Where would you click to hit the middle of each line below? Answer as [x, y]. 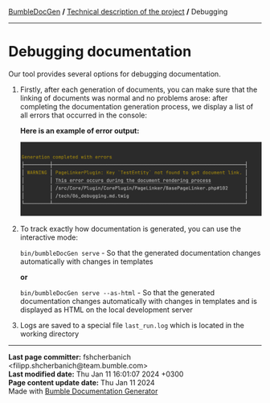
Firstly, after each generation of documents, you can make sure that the [139, 89]
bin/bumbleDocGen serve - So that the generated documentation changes [140, 253]
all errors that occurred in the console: [83, 115]
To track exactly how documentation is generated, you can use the [130, 228]
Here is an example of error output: [80, 130]
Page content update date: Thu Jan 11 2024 [82, 382]
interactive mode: [49, 237]
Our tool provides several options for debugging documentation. [115, 74]
